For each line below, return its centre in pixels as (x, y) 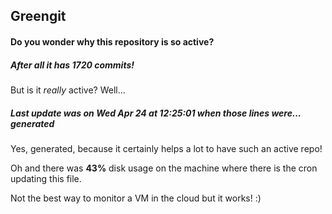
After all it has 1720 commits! (72, 65)
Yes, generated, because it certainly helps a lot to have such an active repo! (166, 148)
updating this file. (46, 178)
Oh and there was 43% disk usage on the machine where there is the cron (164, 168)
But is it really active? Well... (68, 90)
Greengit (38, 16)
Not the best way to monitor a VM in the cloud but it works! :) (136, 198)
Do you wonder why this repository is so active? (112, 41)
